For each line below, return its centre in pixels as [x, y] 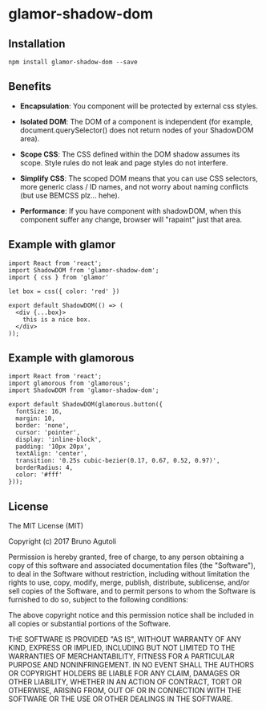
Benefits [30, 86]
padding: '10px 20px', [53, 447]
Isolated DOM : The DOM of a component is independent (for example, [136, 121]
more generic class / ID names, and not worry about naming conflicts [134, 186]
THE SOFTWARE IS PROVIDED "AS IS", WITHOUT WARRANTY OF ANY [125, 639]
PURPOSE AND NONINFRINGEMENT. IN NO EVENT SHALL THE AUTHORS [131, 665]
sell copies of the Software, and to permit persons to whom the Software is [132, 591]
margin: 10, [36, 418]
